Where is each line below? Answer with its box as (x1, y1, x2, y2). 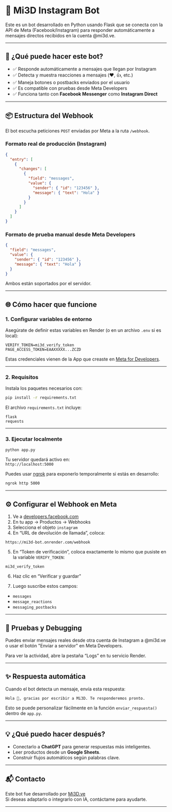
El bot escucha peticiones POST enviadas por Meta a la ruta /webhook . (5, 128, 150, 134)
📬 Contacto (5, 775, 46, 783)
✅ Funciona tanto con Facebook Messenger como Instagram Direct (12, 91, 158, 97)
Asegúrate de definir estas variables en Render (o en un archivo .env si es (5, 327, 161, 333)
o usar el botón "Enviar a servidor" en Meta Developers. (5, 642, 123, 648)
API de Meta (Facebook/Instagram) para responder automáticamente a (5, 27, 155, 33)
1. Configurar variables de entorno (5, 315, 92, 323)
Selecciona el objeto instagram (12, 524, 78, 530)
